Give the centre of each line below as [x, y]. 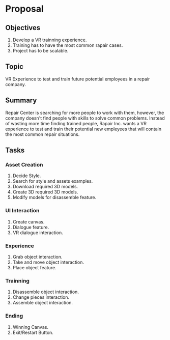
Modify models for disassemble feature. [54, 197]
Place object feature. [35, 267]
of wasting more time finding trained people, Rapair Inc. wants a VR [76, 123]
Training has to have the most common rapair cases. [68, 45]
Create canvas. [29, 221]
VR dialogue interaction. [38, 233]
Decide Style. [27, 176]
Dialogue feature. [31, 227]
